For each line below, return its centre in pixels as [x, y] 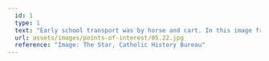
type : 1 [28, 23]
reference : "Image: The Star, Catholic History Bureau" [110, 45]
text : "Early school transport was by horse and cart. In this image [133, 30]
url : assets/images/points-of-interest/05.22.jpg [99, 38]
